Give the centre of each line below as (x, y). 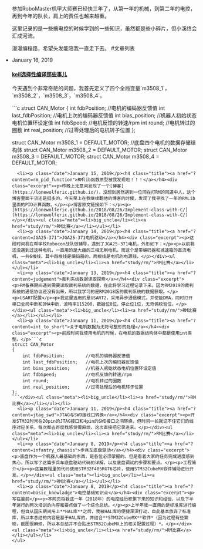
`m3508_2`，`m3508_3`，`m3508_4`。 (59, 96)
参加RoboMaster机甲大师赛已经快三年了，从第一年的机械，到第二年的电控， (104, 9)
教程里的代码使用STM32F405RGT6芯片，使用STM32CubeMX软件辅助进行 (116, 469)
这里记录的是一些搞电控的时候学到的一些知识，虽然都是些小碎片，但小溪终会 (104, 28)
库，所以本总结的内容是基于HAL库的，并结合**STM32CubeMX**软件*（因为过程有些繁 (100, 518)
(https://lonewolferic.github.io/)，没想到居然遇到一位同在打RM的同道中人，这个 (104, 193)
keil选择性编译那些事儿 (40, 74)
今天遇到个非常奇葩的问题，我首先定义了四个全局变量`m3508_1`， (91, 88)
